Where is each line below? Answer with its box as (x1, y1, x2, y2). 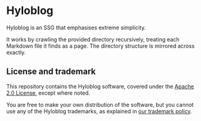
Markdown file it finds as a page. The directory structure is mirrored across (6, 42, 195, 50)
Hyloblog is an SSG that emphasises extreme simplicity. (6, 24, 146, 31)
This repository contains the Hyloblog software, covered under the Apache (6, 82, 194, 90)
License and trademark (6, 67, 96, 77)
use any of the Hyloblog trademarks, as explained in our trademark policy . (6, 108, 192, 115)
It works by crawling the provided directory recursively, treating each (6, 35, 180, 43)
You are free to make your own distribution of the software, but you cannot (6, 101, 194, 108)
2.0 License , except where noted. (6, 89, 90, 97)
